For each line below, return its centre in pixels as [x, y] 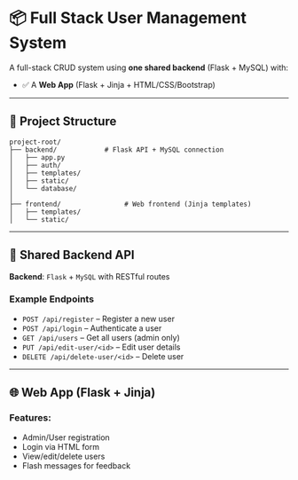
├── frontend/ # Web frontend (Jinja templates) [130, 204]
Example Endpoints [52, 299]
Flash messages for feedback [76, 465]
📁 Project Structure [63, 122]
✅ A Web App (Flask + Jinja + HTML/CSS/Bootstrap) [118, 84]
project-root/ [35, 142]
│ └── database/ [43, 188]
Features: [30, 418]
